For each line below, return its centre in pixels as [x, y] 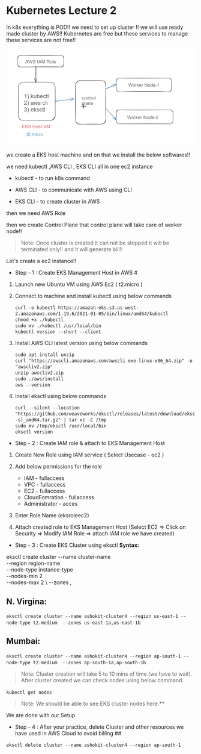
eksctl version [34, 432]
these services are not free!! [41, 40]
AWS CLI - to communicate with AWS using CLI [73, 190]
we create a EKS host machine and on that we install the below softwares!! [98, 155]
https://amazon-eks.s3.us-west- [98, 308]
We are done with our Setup [41, 715]
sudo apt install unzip [45, 355]
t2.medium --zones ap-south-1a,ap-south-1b [89, 662]
